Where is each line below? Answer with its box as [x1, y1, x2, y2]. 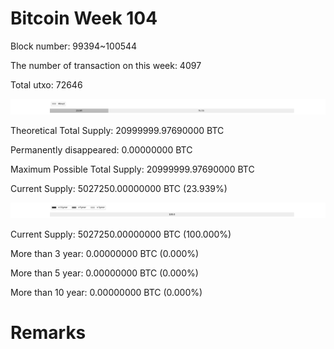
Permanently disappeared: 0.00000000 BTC [10, 144, 193, 156]
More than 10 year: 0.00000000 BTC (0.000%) [10, 287, 203, 299]
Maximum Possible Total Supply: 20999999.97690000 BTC [10, 163, 255, 176]
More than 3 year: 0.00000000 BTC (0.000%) [10, 248, 200, 260]
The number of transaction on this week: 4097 [10, 59, 202, 71]
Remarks [10, 322, 87, 344]
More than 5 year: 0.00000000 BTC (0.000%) [10, 267, 199, 279]
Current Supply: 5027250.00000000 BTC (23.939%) [10, 183, 228, 195]
